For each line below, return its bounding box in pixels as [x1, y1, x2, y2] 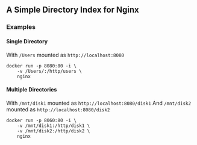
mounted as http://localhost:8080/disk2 [6, 105, 110, 113]
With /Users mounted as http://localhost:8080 [6, 51, 125, 58]
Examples [6, 23, 36, 31]
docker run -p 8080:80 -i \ [6, 63, 77, 69]
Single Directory [6, 37, 48, 45]
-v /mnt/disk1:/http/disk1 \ [17, 123, 90, 129]
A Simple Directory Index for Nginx [6, 5, 140, 15]
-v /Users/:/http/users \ [17, 68, 83, 74]
